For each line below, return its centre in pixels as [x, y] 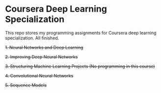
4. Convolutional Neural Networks [39, 75]
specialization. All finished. [32, 38]
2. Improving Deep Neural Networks [41, 56]
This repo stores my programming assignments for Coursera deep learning [81, 33]
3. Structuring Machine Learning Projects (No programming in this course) [80, 66]
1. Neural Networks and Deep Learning [44, 47]
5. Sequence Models [26, 85]
